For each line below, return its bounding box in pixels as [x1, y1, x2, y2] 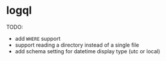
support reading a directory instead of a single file [14, 41, 140, 48]
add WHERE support [14, 35, 61, 42]
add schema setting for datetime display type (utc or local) [14, 47, 161, 54]
